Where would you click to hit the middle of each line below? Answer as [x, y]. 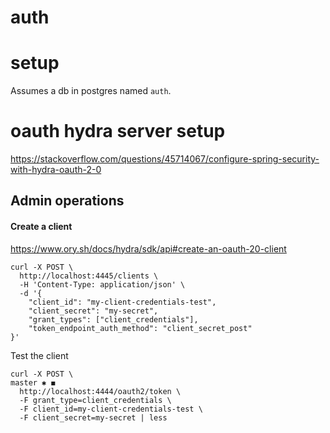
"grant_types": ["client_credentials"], [113, 319]
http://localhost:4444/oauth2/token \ [100, 391]
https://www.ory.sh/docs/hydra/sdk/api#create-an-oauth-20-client [148, 248]
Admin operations [67, 201]
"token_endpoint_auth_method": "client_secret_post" [140, 328]
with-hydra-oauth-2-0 [56, 170]
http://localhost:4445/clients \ [89, 276]
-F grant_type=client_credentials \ [95, 400]
